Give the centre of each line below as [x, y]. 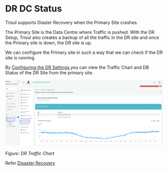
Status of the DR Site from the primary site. [49, 72]
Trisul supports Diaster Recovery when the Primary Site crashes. [72, 22]
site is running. [20, 57]
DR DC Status [34, 9]
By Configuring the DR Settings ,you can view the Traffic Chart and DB [77, 67]
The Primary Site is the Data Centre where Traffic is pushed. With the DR [80, 32]
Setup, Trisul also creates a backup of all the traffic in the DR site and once [82, 37]
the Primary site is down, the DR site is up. [49, 42]
